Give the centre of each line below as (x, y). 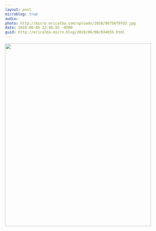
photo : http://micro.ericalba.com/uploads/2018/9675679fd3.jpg (70, 23)
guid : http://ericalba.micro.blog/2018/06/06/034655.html (65, 32)
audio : (12, 19)
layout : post (18, 10)
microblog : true (21, 14)
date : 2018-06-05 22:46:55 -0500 (39, 28)
